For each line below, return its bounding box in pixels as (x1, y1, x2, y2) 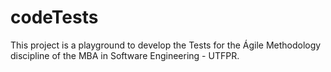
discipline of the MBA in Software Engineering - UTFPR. (10, 49, 240, 61)
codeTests (10, 6, 99, 29)
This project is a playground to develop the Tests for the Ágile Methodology (10, 39, 322, 51)
